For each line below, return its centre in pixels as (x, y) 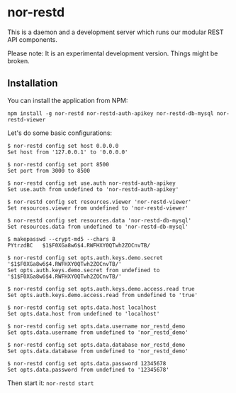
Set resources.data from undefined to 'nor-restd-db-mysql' (98, 227)
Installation (33, 84)
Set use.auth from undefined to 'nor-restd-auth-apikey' (93, 189)
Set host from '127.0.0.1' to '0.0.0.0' (68, 152)
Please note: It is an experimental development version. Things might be (113, 53)
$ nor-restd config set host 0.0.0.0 (63, 146)
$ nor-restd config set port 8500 (58, 164)
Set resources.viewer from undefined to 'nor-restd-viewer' (98, 208)
